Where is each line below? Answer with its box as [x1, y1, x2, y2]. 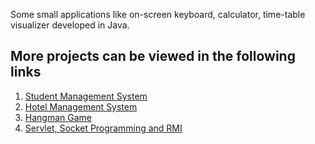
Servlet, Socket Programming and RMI [24, 122, 183, 134]
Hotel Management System [24, 100, 138, 113]
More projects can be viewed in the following [10, 48, 296, 65]
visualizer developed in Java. [10, 19, 130, 31]
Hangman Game [24, 111, 92, 123]
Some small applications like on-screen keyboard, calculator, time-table [10, 9, 306, 20]
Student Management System [24, 90, 148, 102]
